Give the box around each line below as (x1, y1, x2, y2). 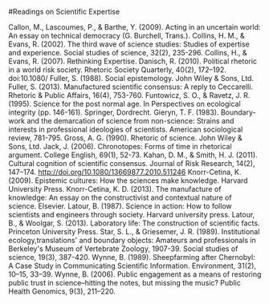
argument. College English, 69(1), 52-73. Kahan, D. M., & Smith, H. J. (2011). (8, 150, 259, 160)
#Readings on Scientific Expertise (8, 7, 120, 16)
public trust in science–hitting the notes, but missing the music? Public (8, 278, 241, 287)
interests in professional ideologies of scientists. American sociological (8, 124, 243, 134)
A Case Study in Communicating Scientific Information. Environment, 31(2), (8, 261, 257, 270)
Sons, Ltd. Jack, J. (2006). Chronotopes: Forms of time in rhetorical (8, 142, 232, 151)
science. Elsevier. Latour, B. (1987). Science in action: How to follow (8, 201, 232, 211)
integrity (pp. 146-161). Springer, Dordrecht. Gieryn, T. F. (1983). (8, 107, 219, 117)
